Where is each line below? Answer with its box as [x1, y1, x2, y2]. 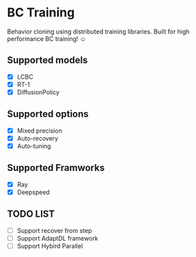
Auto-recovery [16, 134, 59, 142]
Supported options [7, 108, 89, 120]
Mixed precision [16, 126, 63, 135]
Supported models [7, 55, 88, 66]
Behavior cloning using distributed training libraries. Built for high [7, 27, 190, 36]
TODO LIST [7, 208, 55, 220]
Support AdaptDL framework [16, 234, 99, 242]
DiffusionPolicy [16, 87, 60, 96]
